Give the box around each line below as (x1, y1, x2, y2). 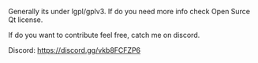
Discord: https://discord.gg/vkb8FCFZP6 (8, 46, 141, 54)
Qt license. (8, 15, 43, 24)
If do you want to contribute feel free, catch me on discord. (8, 31, 200, 39)
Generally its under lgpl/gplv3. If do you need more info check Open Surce (8, 7, 251, 16)
